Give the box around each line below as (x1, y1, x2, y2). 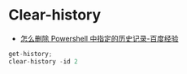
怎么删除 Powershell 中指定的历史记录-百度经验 (20, 33, 179, 43)
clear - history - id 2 (8, 57, 79, 66)
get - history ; (8, 50, 53, 58)
